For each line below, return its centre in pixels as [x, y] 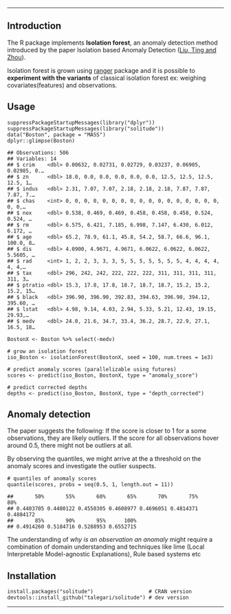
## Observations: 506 [38, 153]
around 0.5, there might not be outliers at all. [70, 446]
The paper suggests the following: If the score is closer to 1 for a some [107, 431]
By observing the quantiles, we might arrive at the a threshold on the [104, 459]
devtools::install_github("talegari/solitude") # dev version [98, 598]
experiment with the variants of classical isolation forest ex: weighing [107, 78]
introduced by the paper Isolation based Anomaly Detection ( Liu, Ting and [112, 50]
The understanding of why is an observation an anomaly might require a [110, 540]
